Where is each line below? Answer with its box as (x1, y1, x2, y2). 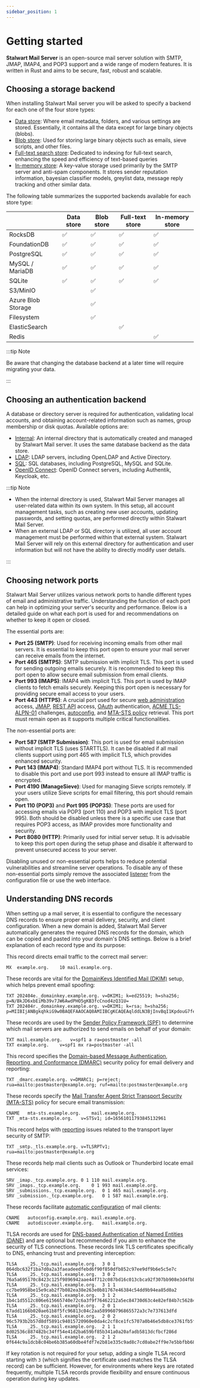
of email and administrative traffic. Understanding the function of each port (6, 597, 190, 604)
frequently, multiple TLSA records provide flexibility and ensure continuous (6, 1368, 190, 1375)
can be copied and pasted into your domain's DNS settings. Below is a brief (6, 935, 192, 942)
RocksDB (9, 231, 35, 239)
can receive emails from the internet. (14, 652, 105, 659)
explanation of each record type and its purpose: (6, 941, 126, 948)
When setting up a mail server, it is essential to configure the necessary (6, 909, 182, 917)
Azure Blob (9, 296, 40, 305)
